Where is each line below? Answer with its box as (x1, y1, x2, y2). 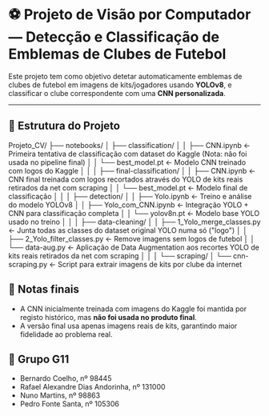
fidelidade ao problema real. (19, 329, 113, 339)
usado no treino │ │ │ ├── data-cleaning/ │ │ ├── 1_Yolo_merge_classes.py (8, 217, 261, 226)
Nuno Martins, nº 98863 (19, 390, 101, 400)
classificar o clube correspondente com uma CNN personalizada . (8, 88, 226, 98)
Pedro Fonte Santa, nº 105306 (19, 399, 120, 409)
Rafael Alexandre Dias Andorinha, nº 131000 (19, 382, 166, 392)
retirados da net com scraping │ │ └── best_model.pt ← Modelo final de (8, 182, 248, 192)
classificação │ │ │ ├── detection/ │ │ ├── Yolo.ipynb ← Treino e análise (8, 191, 252, 201)
